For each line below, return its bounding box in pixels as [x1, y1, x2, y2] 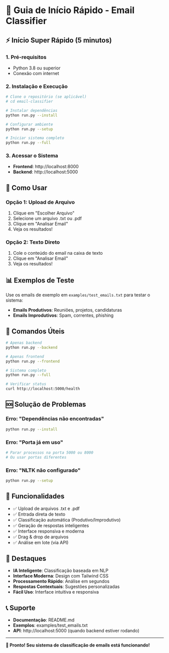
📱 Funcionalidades [6, 492, 65, 500]
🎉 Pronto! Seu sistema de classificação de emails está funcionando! [6, 642, 150, 648]
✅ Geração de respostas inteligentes [13, 522, 89, 528]
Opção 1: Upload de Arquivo [6, 198, 75, 205]
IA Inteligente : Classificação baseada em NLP [13, 567, 109, 573]
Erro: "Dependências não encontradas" [6, 415, 104, 422]
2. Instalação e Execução [6, 83, 68, 90]
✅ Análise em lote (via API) [13, 539, 69, 545]
